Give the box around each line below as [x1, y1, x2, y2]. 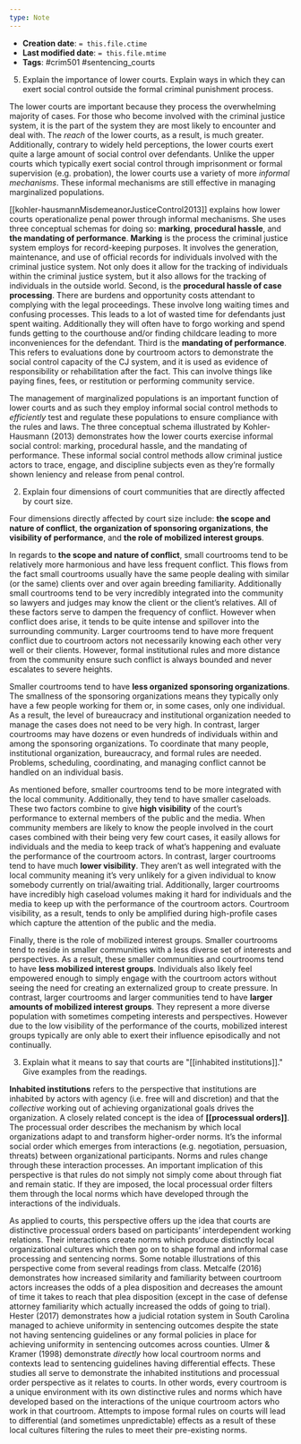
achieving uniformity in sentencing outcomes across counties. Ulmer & [9, 1338, 271, 1349]
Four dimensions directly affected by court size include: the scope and [9, 512, 271, 524]
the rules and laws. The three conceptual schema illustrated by [9, 421, 242, 432]
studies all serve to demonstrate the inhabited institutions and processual [9, 1367, 279, 1378]
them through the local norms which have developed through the [9, 1188, 249, 1199]
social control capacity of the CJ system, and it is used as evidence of [9, 356, 269, 367]
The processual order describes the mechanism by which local [9, 1122, 242, 1132]
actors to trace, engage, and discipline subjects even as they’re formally [9, 459, 275, 470]
